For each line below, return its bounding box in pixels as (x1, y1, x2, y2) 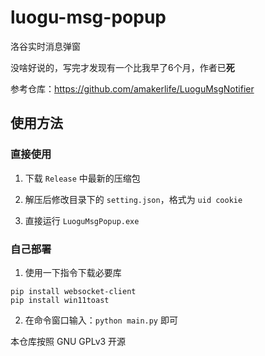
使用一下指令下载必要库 (24, 266, 122, 278)
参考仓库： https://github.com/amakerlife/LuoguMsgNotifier (10, 82, 255, 95)
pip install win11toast (10, 295, 110, 305)
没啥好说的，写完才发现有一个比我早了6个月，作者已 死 (10, 61, 235, 73)
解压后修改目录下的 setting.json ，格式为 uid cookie (24, 193, 243, 205)
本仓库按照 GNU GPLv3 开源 (10, 335, 127, 347)
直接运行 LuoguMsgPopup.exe (24, 214, 140, 226)
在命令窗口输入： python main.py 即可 (24, 314, 178, 326)
